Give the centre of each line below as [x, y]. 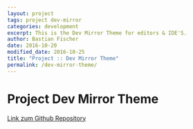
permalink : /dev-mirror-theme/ [52, 65]
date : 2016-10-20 [32, 46]
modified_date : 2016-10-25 [46, 52]
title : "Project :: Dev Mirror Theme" [63, 59]
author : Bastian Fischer [43, 39]
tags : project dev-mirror [44, 20]
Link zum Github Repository [47, 118]
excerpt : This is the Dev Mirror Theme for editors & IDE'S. [97, 33]
